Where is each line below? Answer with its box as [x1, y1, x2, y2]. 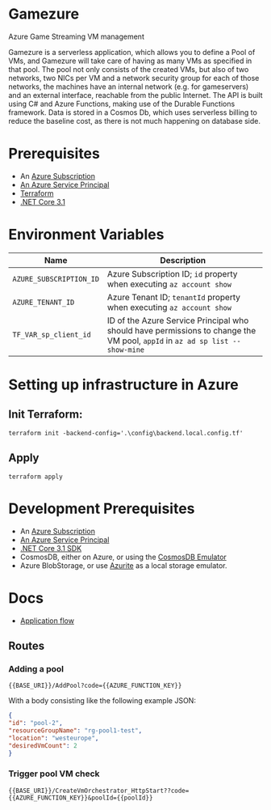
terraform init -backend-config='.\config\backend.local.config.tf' [8, 429, 244, 437]
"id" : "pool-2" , [8, 719, 63, 727]
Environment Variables [8, 226, 165, 244]
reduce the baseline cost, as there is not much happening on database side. [8, 116, 261, 125]
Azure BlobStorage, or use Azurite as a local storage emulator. [19, 560, 227, 570]
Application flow [19, 616, 75, 626]
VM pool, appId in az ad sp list [106, 335, 229, 346]
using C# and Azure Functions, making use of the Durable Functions [8, 99, 236, 108]
